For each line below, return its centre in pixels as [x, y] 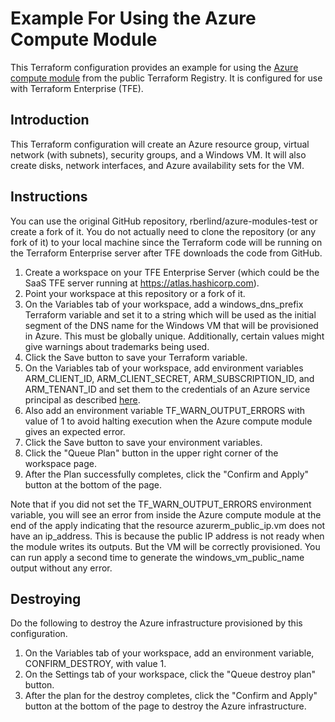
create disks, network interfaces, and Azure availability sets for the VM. [157, 165]
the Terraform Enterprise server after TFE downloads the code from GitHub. [166, 253]
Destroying [46, 598]
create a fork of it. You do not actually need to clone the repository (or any [163, 231]
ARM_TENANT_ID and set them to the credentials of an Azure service [167, 389]
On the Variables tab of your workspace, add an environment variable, [169, 653]
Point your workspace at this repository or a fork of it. [135, 293]
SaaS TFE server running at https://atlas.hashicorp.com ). [142, 283]
